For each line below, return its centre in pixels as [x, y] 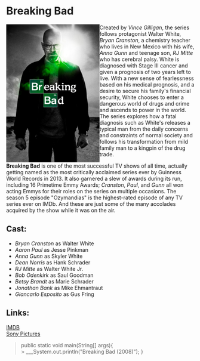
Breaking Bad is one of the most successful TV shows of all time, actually [97, 166]
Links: [18, 313]
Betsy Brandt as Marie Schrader [54, 281]
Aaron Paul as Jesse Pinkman [51, 249]
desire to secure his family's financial [145, 91]
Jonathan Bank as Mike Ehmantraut [59, 288]
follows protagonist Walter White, [140, 33]
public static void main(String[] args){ [67, 345]
